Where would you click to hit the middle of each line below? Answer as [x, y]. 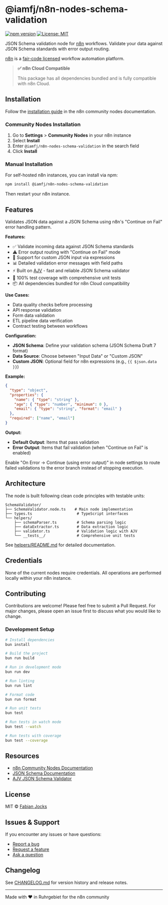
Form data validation [33, 315]
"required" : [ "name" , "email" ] [42, 418]
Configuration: [21, 336]
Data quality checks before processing [52, 305]
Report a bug [26, 844]
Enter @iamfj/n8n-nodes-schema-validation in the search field [75, 146]
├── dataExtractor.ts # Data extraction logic [71, 527]
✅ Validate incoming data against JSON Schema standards [73, 247]
